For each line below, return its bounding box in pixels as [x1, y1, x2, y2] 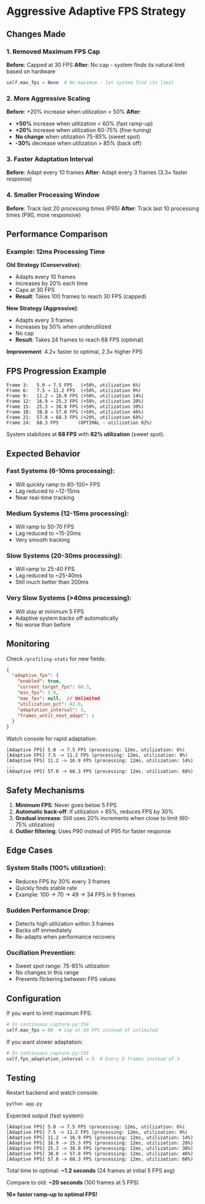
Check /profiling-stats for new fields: [6, 655, 106, 662]
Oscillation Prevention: [6, 948, 76, 956]
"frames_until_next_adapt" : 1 [17, 713, 95, 719]
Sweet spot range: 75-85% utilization [15, 963, 110, 970]
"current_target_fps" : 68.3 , [17, 684, 92, 690]
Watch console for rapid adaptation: [6, 735, 97, 743]
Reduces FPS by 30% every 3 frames [15, 877, 110, 885]
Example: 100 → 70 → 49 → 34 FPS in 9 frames [15, 891, 136, 898]
